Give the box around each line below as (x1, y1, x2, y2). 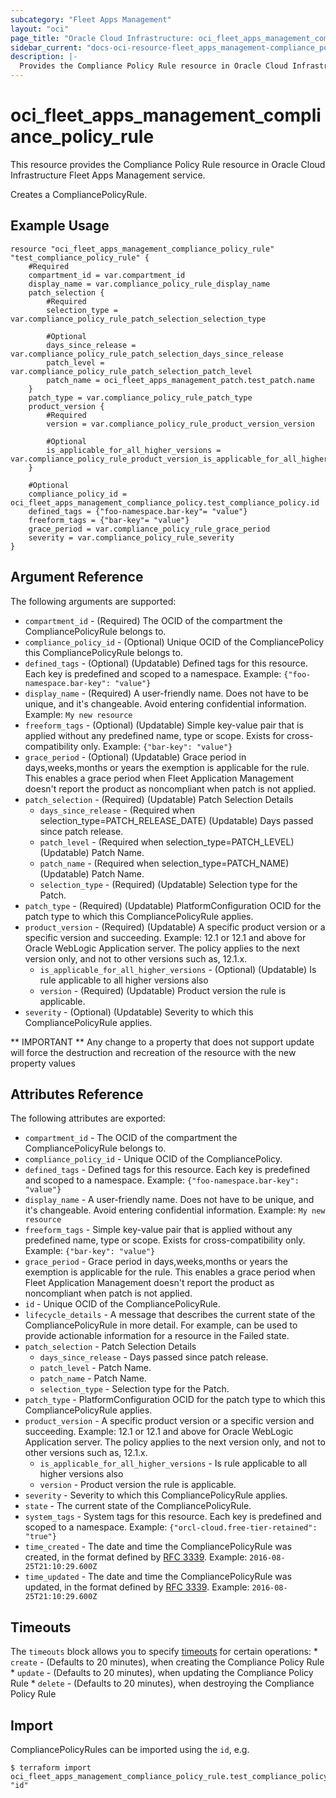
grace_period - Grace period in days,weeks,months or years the (24, 1256, 288, 1268)
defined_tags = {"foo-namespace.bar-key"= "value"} (28, 506, 248, 516)
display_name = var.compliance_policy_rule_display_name (28, 279, 271, 289)
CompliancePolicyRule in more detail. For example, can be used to (24, 1319, 298, 1331)
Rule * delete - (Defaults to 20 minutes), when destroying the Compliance (10, 1677, 315, 1690)
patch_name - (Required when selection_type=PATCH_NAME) (39, 857, 290, 869)
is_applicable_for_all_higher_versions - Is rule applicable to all (39, 1457, 308, 1470)
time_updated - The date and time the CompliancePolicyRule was (24, 1571, 293, 1583)
